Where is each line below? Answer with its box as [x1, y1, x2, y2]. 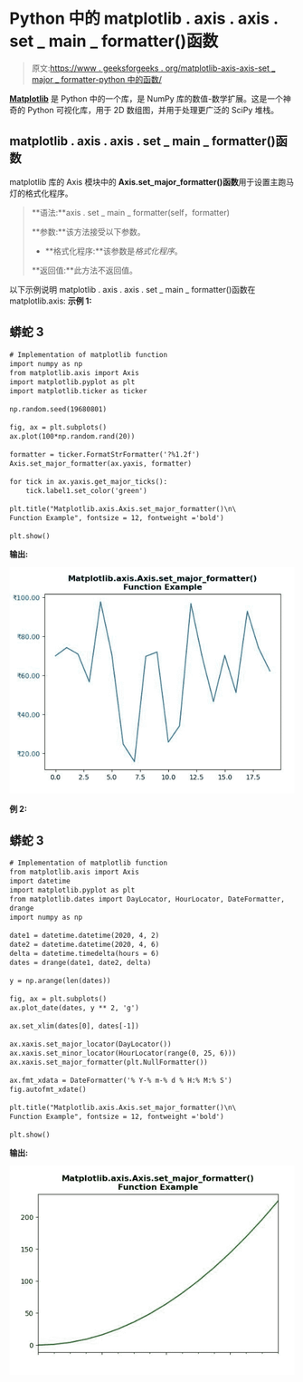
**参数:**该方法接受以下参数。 [31, 226, 146, 237]
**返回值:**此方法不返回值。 [31, 265, 137, 275]
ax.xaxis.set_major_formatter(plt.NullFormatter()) [9, 1058, 208, 1068]
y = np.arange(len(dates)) [9, 976, 111, 986]
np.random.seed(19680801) [9, 404, 107, 413]
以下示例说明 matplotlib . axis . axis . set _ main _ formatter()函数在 [9, 284, 256, 295]
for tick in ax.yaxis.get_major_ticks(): [9, 477, 168, 486]
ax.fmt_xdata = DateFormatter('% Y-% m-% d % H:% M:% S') [9, 1076, 232, 1086]
